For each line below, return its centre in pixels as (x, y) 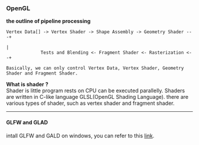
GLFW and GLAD (27, 122)
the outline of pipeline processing (48, 21)
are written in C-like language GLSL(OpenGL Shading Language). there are (97, 97)
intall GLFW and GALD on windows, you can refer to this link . (80, 136)
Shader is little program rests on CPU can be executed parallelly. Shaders (96, 91)
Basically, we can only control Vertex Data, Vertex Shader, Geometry (95, 68)
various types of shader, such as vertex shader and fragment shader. (90, 103)
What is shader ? (27, 85)
